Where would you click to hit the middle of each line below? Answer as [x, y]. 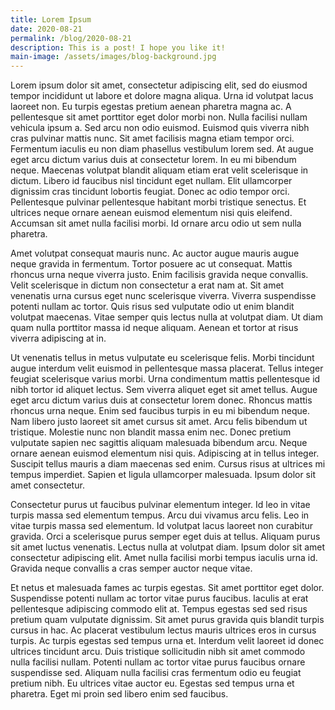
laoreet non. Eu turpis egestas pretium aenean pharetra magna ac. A [151, 107]
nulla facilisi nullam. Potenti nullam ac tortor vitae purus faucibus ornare [158, 662]
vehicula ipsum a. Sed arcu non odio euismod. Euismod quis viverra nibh [160, 128]
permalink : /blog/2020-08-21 [71, 38]
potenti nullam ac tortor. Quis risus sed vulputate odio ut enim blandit [152, 307]
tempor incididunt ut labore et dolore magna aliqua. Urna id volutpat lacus [162, 96]
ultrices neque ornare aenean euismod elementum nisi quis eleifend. [151, 213]
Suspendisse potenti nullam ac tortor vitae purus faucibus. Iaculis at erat [159, 598]
